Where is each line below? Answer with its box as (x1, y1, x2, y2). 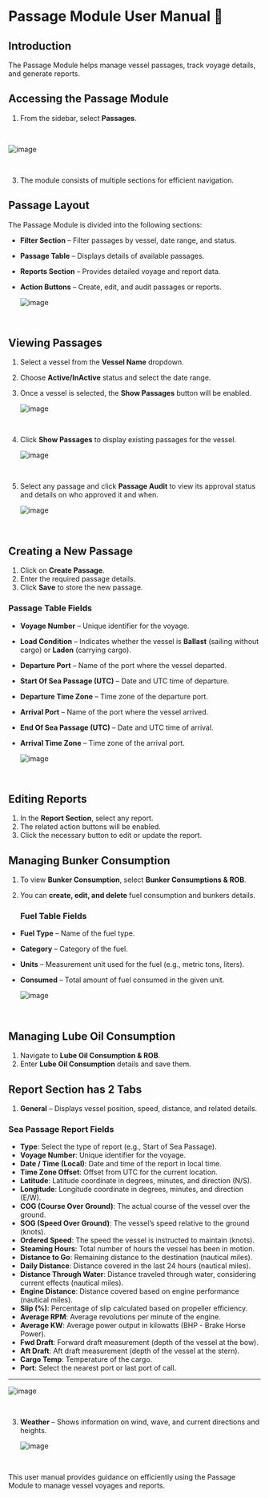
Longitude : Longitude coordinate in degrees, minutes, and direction (19, 1185, 244, 1194)
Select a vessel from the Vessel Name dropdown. (19, 357, 184, 367)
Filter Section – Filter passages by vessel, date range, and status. (19, 236, 237, 245)
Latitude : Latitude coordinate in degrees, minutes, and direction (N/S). (19, 1176, 252, 1186)
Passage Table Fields (8, 602, 92, 614)
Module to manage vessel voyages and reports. (8, 1481, 166, 1491)
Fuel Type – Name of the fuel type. (19, 928, 135, 938)
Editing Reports (8, 792, 87, 806)
